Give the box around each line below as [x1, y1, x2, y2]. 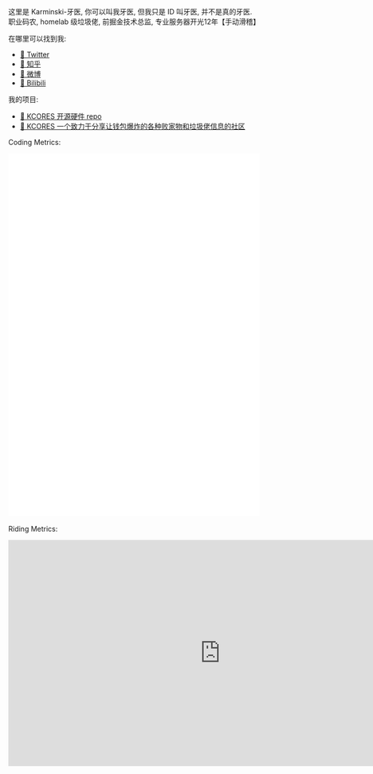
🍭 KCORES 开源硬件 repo [19, 112, 102, 121]
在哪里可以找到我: [8, 34, 67, 43]
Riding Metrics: [8, 524, 58, 533]
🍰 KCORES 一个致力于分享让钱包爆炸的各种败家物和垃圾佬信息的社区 [19, 122, 245, 131]
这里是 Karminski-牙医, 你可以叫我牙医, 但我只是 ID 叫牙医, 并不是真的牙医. [8, 7, 253, 16]
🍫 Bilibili [19, 78, 46, 88]
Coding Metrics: [8, 138, 61, 147]
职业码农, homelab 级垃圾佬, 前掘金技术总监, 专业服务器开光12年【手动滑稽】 [8, 17, 261, 26]
